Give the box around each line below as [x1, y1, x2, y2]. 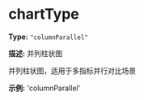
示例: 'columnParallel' [8, 83, 81, 93]
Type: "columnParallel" [8, 32, 89, 41]
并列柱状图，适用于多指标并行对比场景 [8, 66, 136, 76]
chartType [8, 5, 79, 24]
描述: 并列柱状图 [8, 48, 63, 58]
